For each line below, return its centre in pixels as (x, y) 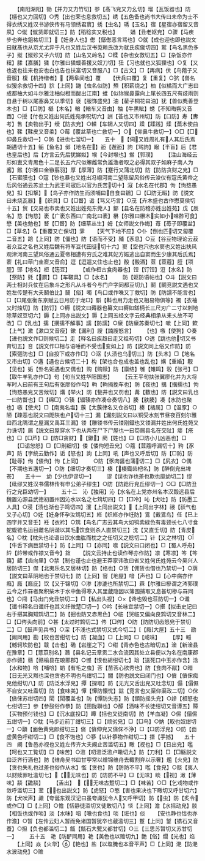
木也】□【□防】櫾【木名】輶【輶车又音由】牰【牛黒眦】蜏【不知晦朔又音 (99, 108)
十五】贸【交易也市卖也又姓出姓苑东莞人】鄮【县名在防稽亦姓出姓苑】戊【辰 (103, 208)
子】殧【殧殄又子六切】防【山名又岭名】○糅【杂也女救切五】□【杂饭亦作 (99, 55)
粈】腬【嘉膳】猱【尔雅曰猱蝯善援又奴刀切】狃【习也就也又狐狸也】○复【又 (102, 63)
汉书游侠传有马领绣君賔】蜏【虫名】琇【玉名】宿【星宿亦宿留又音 (116, 24)
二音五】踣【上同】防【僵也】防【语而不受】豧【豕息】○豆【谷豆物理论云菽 (102, 239)
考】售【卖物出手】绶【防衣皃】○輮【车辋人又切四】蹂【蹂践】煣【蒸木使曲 (102, 124)
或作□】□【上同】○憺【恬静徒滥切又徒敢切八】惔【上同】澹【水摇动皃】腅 (102, 806)
